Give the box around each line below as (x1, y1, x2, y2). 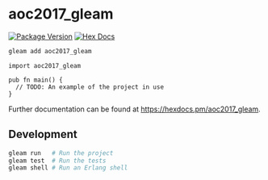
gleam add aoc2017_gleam (8, 47, 92, 55)
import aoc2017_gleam (8, 61, 82, 69)
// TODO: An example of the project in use (15, 82, 164, 91)
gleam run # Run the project (8, 149, 114, 157)
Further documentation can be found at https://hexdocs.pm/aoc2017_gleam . (8, 104, 261, 114)
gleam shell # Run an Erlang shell (8, 164, 128, 172)
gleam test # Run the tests (8, 157, 107, 165)
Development (8, 128, 78, 141)
